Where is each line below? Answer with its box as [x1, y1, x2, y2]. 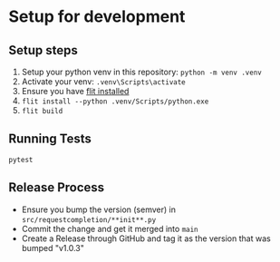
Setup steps [8, 43, 78, 58]
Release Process [8, 180, 105, 196]
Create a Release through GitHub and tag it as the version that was [21, 233, 271, 244]
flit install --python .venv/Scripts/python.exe [21, 97, 209, 106]
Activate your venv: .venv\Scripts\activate [21, 76, 187, 87]
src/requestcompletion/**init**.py [21, 215, 157, 224]
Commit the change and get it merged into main [21, 223, 198, 234]
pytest [8, 155, 34, 164]
